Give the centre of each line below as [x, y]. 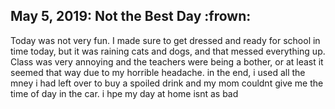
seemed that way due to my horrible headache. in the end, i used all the [158, 72]
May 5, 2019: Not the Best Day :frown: [131, 16]
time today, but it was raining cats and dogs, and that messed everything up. [168, 51]
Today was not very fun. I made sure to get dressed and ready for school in [165, 40]
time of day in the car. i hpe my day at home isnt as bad [124, 93]
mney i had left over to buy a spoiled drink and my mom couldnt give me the [167, 83]
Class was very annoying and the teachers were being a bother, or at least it [167, 61]
